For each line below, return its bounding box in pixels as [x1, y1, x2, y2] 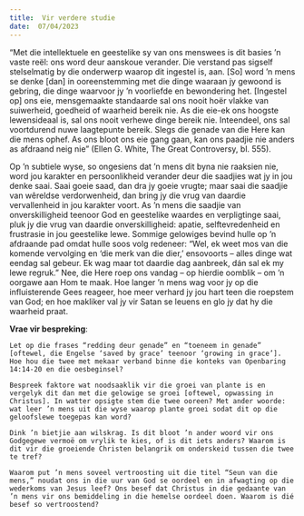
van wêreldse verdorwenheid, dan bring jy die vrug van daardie [9, 190, 247, 201]
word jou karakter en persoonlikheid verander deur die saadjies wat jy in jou [9, 170, 293, 182]
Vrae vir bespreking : [9, 323, 88, 334]
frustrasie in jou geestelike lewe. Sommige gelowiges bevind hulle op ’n [9, 228, 277, 239]
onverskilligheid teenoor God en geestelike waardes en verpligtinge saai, [9, 209, 281, 220]
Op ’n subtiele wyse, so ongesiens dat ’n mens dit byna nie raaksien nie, [9, 161, 279, 172]
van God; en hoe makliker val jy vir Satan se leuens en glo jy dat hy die [9, 296, 274, 307]
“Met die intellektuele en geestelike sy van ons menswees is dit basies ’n [9, 46, 281, 57]
